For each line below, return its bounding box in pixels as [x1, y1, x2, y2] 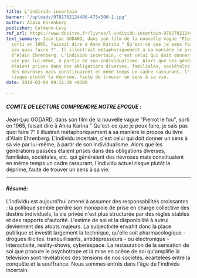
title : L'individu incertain [6, 8, 77, 15]
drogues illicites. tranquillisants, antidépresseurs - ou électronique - [6, 236, 170, 243]
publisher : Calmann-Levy [6, 25, 67, 31]
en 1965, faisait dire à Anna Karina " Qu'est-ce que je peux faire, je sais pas [6, 122, 188, 129]
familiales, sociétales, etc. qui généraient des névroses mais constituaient [6, 153, 184, 160]
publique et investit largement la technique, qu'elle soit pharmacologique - [6, 229, 186, 236]
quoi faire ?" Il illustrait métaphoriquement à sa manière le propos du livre [6, 129, 183, 136]
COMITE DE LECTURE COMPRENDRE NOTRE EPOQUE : [6, 103, 142, 110]
